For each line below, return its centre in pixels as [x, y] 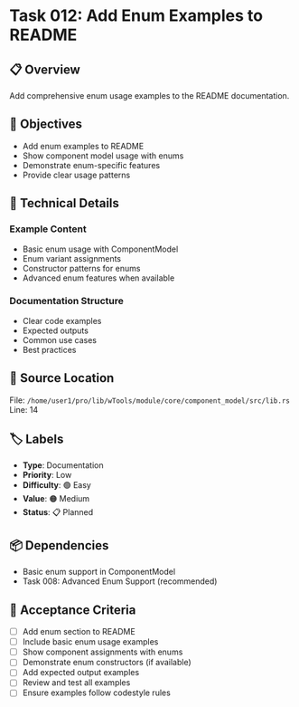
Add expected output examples [81, 673]
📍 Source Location [62, 378]
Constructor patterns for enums [81, 268]
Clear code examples [62, 320]
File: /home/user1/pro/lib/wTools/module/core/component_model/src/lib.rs [150, 400]
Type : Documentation [63, 465]
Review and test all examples [76, 683]
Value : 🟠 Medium [56, 499]
